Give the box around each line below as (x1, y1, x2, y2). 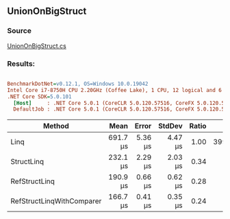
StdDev (158, 122, 183, 131)
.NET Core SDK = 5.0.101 (7, 93, 72, 100)
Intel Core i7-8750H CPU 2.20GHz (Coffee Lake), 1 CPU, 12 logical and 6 (7, 87, 222, 93)
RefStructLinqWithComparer (10, 196, 102, 206)
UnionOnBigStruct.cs (7, 41, 66, 50)
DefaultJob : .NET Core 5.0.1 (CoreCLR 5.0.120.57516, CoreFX (13, 106, 194, 113)
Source (7, 26, 32, 36)
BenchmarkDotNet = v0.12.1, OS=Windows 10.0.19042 (7, 80, 149, 87)
